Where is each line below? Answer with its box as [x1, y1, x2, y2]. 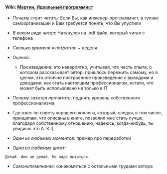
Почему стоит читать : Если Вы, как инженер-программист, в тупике [12, 15, 159, 21]
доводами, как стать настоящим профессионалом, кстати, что [19, 80, 154, 86]
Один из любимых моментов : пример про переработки [12, 135, 131, 141]
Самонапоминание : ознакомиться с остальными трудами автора [12, 163, 153, 169]
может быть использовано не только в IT [19, 85, 108, 91]
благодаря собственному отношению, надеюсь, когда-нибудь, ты [12, 120, 154, 126]
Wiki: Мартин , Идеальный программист [5, 4, 93, 10]
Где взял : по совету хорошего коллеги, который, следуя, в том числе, [12, 110, 162, 116]
